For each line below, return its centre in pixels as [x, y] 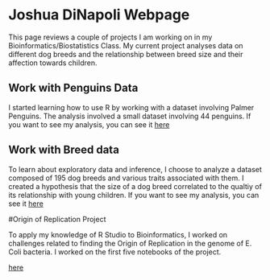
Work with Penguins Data [73, 88]
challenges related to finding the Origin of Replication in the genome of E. [130, 243]
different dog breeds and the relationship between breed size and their [126, 54]
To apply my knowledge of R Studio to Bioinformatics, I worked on [118, 234]
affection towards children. [53, 63]
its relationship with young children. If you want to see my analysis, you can [134, 195]
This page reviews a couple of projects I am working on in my [110, 37]
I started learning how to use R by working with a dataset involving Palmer [131, 107]
